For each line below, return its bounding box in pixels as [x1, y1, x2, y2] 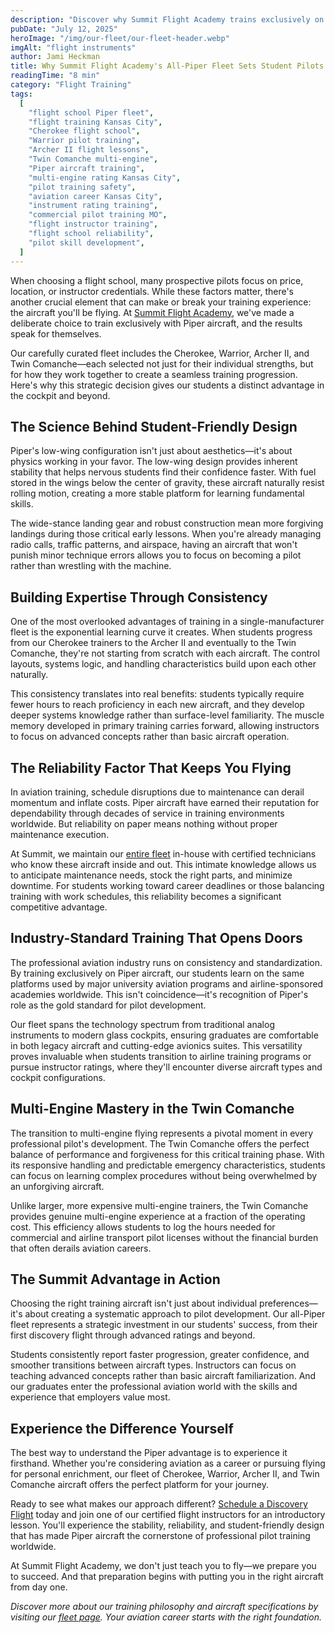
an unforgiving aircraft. [10, 1180, 105, 1192]
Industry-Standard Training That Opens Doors [10, 930, 303, 947]
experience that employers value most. [10, 1391, 171, 1403]
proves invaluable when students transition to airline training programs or [10, 1050, 312, 1062]
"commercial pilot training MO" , [28, 210, 168, 220]
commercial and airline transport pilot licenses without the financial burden [10, 1231, 319, 1243]
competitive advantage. [10, 901, 108, 913]
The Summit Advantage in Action [10, 1271, 221, 1288]
